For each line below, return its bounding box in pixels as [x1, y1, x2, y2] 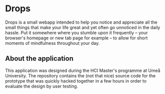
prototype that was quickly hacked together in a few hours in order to [5, 78, 147, 84]
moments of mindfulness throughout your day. [5, 40, 100, 46]
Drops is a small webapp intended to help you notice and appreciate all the [5, 19, 158, 25]
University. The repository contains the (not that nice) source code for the [5, 72, 156, 79]
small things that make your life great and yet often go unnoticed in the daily [5, 24, 161, 30]
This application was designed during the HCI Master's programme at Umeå [5, 67, 161, 73]
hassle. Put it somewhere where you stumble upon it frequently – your [5, 30, 148, 35]
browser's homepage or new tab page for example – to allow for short [5, 35, 148, 41]
